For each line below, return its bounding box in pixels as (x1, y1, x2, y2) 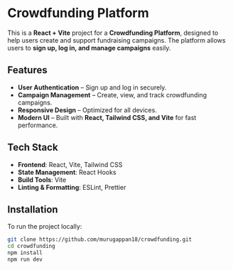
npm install (7, 249, 43, 256)
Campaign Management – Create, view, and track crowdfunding (17, 90, 207, 99)
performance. (17, 121, 58, 129)
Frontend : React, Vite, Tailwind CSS (17, 160, 123, 168)
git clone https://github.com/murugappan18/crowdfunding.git (7, 236, 193, 243)
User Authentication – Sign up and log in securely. (17, 83, 167, 92)
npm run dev (7, 256, 43, 263)
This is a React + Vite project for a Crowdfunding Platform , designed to (7, 28, 219, 37)
